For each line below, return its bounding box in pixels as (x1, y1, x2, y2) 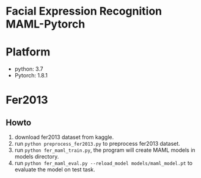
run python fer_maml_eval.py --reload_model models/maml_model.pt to (14, 160, 193, 167)
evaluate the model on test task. (14, 166, 95, 173)
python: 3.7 (14, 65, 43, 73)
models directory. (14, 153, 59, 160)
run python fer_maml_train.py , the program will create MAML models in (14, 146, 196, 154)
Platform (5, 45, 51, 59)
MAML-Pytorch (5, 17, 86, 31)
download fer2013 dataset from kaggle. (14, 133, 114, 141)
